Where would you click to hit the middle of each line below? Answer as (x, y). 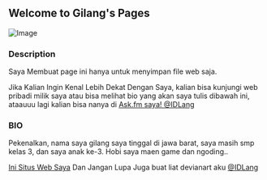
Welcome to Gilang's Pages (79, 13)
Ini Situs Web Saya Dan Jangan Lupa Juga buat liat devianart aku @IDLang (133, 167)
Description (32, 54)
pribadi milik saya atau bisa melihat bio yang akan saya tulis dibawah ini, (129, 96)
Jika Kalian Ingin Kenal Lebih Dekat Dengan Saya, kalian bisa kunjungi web (133, 88)
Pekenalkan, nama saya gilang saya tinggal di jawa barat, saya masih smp (131, 143)
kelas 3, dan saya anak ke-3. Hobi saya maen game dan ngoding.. (118, 152)
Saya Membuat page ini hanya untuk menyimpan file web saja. (113, 71)
